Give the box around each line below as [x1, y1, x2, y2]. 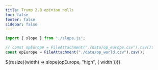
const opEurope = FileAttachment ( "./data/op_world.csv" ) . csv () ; [5, 50, 145, 55]
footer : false [5, 17, 36, 22]
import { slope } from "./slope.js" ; [5, 36, 86, 41]
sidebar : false [5, 21, 38, 27]
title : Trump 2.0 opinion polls [5, 7, 74, 13]
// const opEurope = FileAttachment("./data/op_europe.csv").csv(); [5, 45, 154, 50]
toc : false [5, 12, 29, 17]
